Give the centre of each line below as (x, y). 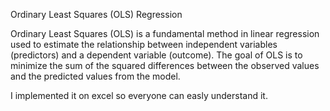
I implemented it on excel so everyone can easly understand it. (139, 95)
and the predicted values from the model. (95, 76)
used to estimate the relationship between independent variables (144, 44)
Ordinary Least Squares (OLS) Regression (96, 14)
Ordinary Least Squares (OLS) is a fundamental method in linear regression (165, 33)
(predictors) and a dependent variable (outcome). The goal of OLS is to (156, 55)
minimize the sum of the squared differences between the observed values (165, 65)
